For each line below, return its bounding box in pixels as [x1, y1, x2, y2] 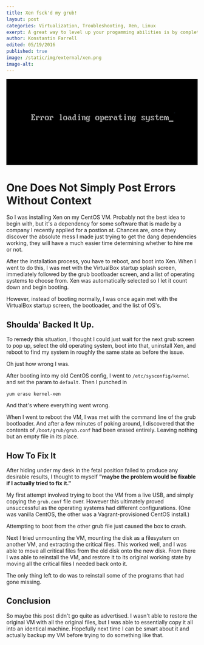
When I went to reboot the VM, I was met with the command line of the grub [6, 413, 196, 421]
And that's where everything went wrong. [6, 402, 110, 409]
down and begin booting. [6, 283, 69, 291]
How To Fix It [6, 450, 56, 461]
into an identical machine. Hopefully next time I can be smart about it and [6, 625, 189, 632]
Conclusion [6, 596, 51, 606]
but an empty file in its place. [6, 433, 79, 440]
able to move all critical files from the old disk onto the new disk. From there [6, 547, 196, 554]
